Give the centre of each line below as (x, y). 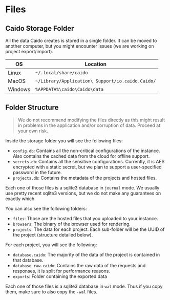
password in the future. (37, 172)
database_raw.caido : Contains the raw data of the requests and (79, 265)
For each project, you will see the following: (51, 245)
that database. (28, 260)
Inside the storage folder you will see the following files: (64, 141)
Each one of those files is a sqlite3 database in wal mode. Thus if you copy (84, 286)
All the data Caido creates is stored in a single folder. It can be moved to (81, 40)
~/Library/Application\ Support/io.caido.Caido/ (95, 81)
